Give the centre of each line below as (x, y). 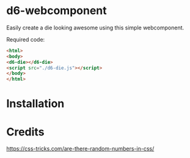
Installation (35, 104)
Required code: (26, 39)
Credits (25, 132)
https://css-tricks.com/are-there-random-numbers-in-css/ (80, 149)
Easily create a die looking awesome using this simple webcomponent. (95, 28)
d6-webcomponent (57, 11)
